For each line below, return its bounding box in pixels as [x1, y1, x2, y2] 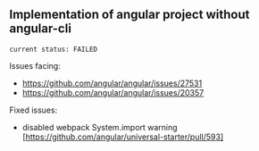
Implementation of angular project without [9, 7, 250, 22]
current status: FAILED [9, 45, 98, 54]
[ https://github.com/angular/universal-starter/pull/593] [21, 131, 224, 142]
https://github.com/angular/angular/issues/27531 [21, 78, 203, 88]
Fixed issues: [9, 105, 58, 115]
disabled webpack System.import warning [21, 122, 178, 132]
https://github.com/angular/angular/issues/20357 [21, 87, 205, 97]
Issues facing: [9, 60, 61, 71]
